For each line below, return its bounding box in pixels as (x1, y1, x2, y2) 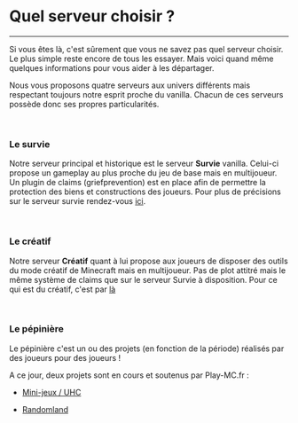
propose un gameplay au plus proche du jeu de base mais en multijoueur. (9, 168, 278, 178)
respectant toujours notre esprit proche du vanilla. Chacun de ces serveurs (9, 89, 284, 99)
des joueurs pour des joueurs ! (9, 352, 122, 363)
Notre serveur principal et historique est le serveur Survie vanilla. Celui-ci (9, 158, 279, 169)
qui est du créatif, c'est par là (9, 284, 116, 294)
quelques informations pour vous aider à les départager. (9, 62, 215, 73)
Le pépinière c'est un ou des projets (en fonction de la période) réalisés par (9, 343, 285, 354)
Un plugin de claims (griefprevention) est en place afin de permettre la (9, 177, 266, 188)
